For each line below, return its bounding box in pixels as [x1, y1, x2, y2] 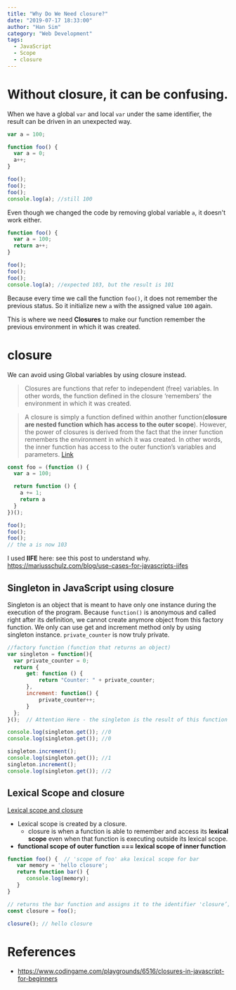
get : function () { [25, 670, 83, 678]
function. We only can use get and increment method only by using [7, 623, 202, 631]
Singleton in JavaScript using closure [7, 582, 174, 594]
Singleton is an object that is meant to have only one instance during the [7, 600, 216, 609]
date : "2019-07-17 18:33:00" [7, 17, 93, 24]
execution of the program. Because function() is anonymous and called [7, 608, 216, 616]
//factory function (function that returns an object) [7, 644, 171, 651]
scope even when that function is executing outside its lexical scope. [27, 834, 228, 843]
